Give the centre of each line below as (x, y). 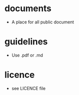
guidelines (26, 42)
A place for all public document (43, 22)
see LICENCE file (29, 88)
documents (28, 9)
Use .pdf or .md (27, 55)
